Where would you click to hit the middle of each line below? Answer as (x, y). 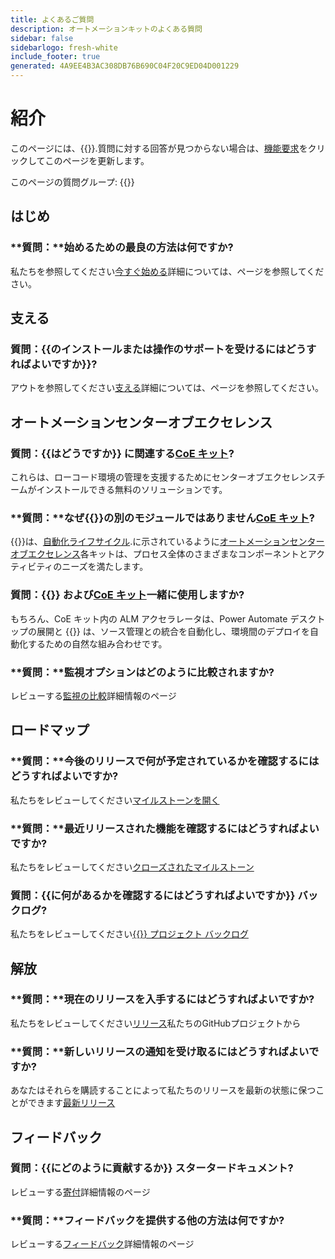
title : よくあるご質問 (52, 19)
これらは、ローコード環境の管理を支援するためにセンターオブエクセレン (159, 477)
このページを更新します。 (97, 160)
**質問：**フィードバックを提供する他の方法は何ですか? (147, 1220)
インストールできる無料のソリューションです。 (132, 489)
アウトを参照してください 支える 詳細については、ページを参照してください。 (167, 388)
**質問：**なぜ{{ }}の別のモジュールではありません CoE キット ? (162, 518)
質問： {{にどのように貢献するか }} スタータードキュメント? (152, 1168)
